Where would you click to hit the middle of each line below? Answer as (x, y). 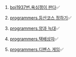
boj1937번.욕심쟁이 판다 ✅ (35, 7)
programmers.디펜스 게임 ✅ (37, 49)
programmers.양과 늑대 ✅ (35, 28)
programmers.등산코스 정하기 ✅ (40, 18)
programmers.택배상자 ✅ (34, 39)
